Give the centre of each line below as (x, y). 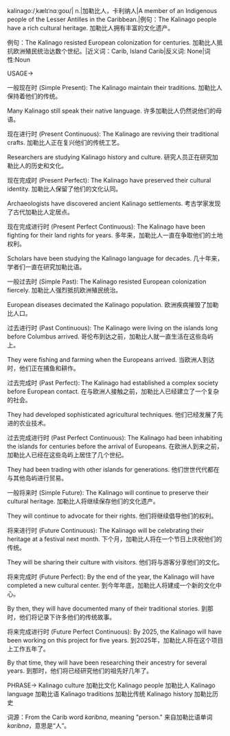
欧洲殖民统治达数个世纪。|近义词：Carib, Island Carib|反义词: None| (108, 51)
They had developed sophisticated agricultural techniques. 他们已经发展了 (112, 414)
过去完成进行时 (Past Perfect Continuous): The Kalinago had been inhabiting (115, 438)
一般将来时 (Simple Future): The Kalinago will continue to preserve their (108, 493)
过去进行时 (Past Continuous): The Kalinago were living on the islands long (113, 328)
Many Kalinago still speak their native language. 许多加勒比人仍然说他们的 (112, 111)
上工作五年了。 (28, 649)
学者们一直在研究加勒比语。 (46, 267)
